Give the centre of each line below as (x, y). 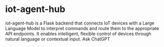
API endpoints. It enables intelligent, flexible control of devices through (78, 33)
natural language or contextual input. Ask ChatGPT (58, 39)
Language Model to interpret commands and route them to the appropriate (82, 28)
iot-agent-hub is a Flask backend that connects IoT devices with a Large (80, 23)
